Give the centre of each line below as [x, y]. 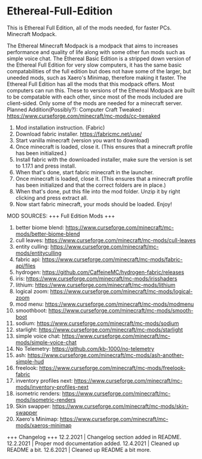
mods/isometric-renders [46, 400]
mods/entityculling [38, 253]
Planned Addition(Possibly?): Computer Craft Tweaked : [76, 109]
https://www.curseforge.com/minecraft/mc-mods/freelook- [112, 368]
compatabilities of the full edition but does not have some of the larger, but [99, 71]
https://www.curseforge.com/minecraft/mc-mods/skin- [121, 406]
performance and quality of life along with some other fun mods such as [96, 52]
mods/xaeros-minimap [43, 425]
